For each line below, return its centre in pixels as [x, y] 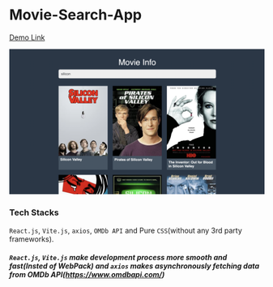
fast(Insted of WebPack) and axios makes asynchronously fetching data [134, 266]
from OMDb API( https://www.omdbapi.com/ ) [87, 275]
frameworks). [32, 239]
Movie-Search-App [76, 15]
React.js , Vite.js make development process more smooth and [118, 258]
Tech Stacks [34, 212]
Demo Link [27, 37]
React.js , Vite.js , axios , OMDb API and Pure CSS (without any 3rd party [126, 230]
